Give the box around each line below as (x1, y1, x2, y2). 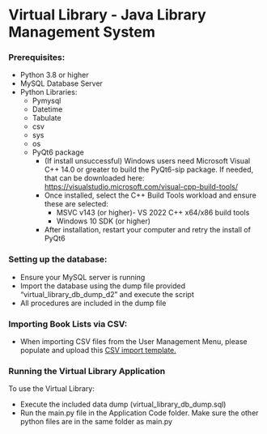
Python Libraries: (19, 87, 78, 97)
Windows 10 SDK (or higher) (56, 216, 151, 226)
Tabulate (32, 113, 62, 123)
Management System (8, 23, 156, 41)
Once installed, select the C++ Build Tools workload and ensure (44, 190, 256, 200)
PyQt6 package (32, 147, 85, 157)
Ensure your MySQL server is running (19, 272, 146, 282)
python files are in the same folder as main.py (19, 417, 172, 427)
